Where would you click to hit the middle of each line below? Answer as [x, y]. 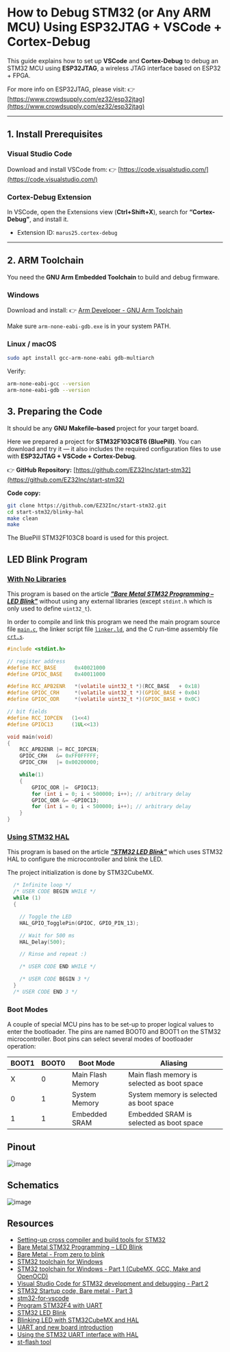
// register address [37, 661]
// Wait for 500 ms [47, 935]
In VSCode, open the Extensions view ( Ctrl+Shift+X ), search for [98, 211]
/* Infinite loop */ [42, 885]
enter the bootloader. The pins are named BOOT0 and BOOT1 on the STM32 [114, 1032]
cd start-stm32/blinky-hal [46, 512]
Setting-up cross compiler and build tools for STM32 [91, 1240]
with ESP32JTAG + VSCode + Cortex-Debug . [72, 456]
